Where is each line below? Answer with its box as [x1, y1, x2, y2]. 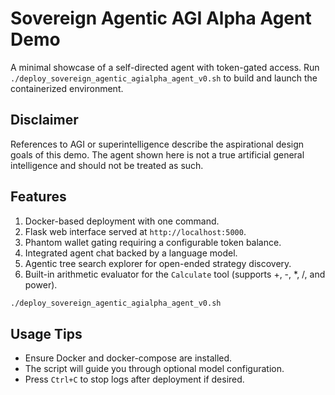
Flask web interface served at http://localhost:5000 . [24, 225, 247, 237]
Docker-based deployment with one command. [24, 215, 220, 227]
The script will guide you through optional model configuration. [24, 363, 285, 375]
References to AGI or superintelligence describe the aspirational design [10, 138, 305, 150]
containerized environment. [10, 82, 124, 94]
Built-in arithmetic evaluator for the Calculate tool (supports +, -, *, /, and [24, 268, 326, 280]
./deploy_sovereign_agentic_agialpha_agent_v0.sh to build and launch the [10, 72, 318, 84]
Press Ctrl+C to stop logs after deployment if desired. [24, 373, 245, 386]
